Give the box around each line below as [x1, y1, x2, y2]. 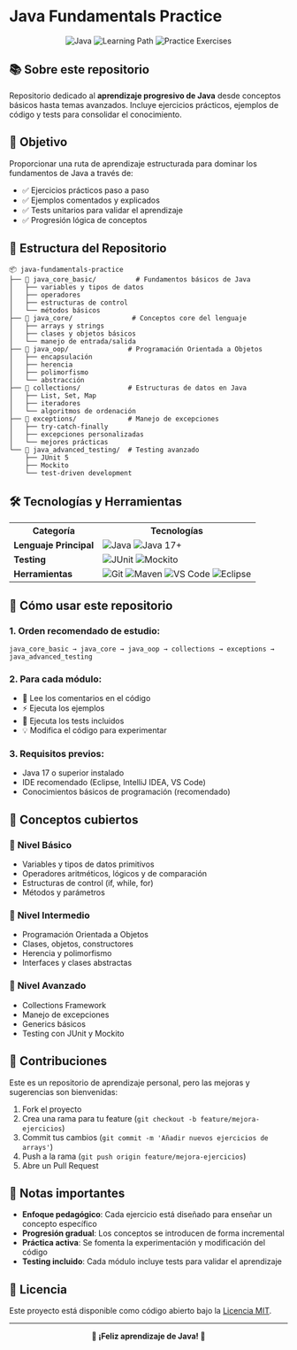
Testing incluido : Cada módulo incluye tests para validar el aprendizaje [21, 1256, 283, 1267]
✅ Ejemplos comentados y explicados [21, 195, 161, 205]
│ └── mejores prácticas [9, 438, 109, 447]
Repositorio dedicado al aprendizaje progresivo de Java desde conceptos [9, 90, 281, 101]
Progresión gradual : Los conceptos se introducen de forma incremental [21, 1228, 285, 1238]
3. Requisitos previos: [9, 748, 104, 760]
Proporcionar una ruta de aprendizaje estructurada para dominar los [9, 158, 258, 169]
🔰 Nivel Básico [9, 838, 72, 851]
